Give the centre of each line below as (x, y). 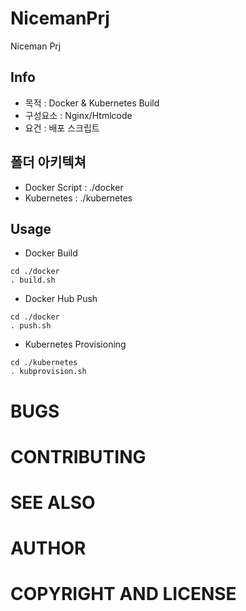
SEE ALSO (53, 502)
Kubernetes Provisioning (75, 344)
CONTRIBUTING (78, 456)
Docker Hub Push (61, 299)
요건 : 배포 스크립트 (62, 128)
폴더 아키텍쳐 (48, 162)
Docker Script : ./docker (74, 187)
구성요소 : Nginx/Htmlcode (78, 115)
